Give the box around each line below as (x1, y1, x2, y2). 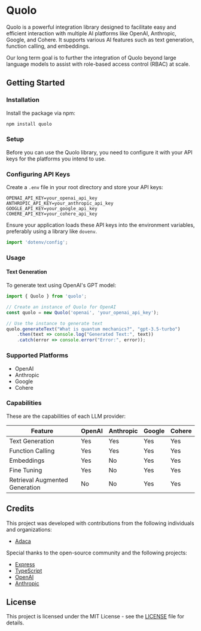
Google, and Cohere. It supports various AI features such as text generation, (6, 36, 194, 43)
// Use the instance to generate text (6, 320, 103, 326)
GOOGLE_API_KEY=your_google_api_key (6, 206, 98, 212)
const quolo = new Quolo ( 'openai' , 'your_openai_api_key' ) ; (6, 310, 160, 315)
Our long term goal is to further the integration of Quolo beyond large (6, 54, 176, 61)
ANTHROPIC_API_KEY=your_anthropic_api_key (6, 201, 114, 207)
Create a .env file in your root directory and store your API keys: (6, 184, 163, 191)
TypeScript (14, 567, 42, 574)
